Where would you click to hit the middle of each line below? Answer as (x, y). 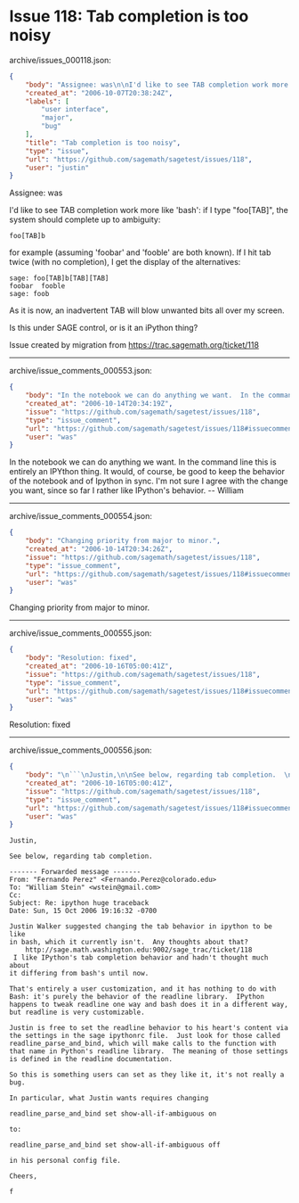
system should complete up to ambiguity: (85, 219)
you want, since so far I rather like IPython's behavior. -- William (127, 490)
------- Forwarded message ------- (75, 872)
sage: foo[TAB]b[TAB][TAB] (59, 278)
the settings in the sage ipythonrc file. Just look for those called (145, 1036)
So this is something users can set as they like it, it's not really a (147, 1075)
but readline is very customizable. (77, 1013)
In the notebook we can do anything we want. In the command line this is (143, 462)
